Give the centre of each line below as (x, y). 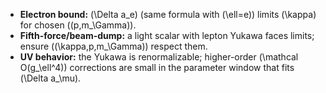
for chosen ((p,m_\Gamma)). (78, 25)
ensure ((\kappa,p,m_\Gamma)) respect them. (113, 46)
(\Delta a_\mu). (50, 78)
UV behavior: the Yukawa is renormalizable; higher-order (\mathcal (159, 57)
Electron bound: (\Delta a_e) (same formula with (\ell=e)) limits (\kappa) (168, 14)
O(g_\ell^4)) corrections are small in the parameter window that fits (157, 67)
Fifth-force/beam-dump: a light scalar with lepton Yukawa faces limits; (167, 35)
